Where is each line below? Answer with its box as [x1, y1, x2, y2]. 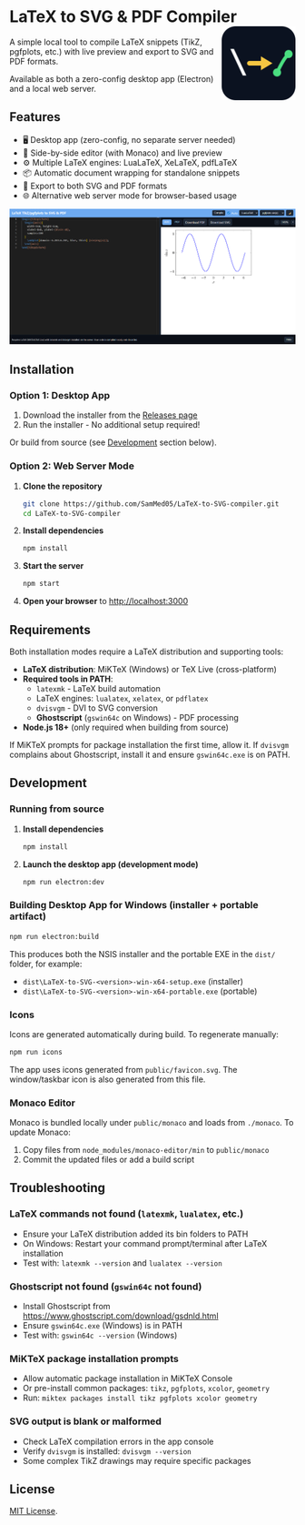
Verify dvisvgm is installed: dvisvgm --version [22, 1445, 192, 1457]
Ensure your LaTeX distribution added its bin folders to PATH [22, 1228, 249, 1239]
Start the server [22, 561, 84, 571]
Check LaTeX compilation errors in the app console [22, 1436, 214, 1447]
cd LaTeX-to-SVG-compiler [22, 509, 121, 518]
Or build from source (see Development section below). [9, 437, 218, 448]
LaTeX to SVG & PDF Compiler [9, 6, 238, 27]
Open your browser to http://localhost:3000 [22, 596, 189, 607]
